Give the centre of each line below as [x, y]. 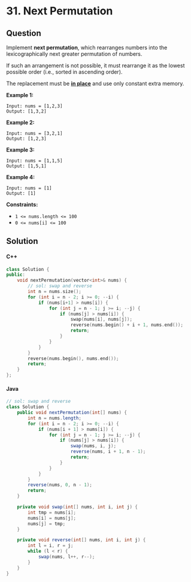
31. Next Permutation [60, 11]
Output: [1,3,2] [26, 111]
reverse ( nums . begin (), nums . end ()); [73, 358]
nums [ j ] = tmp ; [47, 524]
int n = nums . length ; [55, 418]
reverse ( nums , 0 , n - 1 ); [60, 485]
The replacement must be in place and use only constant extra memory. [95, 83]
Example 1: [20, 95]
